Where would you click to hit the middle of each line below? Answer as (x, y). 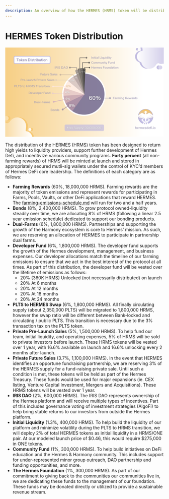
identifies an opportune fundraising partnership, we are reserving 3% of (87, 363)
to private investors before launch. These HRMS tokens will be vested (84, 342)
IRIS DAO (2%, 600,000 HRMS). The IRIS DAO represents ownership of (86, 396)
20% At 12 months (39, 289)
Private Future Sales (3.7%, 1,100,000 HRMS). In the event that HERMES (87, 358)
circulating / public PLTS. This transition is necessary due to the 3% (82, 321)
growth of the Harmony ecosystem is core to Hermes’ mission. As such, (87, 230)
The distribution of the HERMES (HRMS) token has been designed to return (83, 145)
